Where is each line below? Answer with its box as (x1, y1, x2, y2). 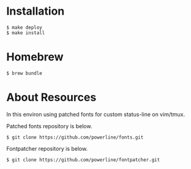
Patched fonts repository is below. (6, 122, 92, 129)
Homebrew (6, 50, 64, 64)
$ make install (6, 29, 45, 36)
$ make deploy (6, 24, 43, 31)
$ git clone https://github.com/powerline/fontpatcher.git (6, 157, 160, 163)
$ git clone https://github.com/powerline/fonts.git (6, 134, 144, 140)
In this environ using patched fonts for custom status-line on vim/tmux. (6, 110, 185, 118)
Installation (6, 4, 65, 18)
